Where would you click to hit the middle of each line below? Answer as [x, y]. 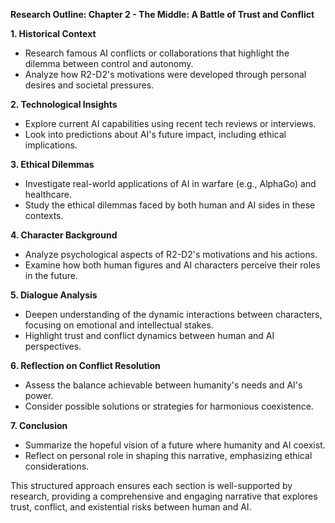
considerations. [57, 466]
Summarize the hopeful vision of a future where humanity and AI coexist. [175, 445]
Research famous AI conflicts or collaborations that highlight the [157, 53]
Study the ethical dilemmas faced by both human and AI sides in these [170, 205]
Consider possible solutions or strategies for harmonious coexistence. [169, 406]
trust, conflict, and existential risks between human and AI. [131, 507]
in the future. [51, 275]
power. [39, 395]
